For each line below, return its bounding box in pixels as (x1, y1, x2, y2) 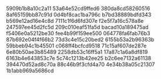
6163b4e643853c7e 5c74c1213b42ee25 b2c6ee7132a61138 (6, 55, 152, 61)
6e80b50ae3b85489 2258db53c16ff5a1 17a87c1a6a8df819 (6, 49, 148, 55)
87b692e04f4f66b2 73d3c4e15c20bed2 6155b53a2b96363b (6, 36, 155, 43)
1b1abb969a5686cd (6, 67, 54, 74)
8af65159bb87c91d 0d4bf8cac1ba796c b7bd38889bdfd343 (6, 11, 152, 18)
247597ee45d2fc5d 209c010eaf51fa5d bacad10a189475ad (6, 23, 149, 30)
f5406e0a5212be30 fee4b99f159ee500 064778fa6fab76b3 (6, 30, 150, 37)
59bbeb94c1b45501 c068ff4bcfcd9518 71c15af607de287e (6, 42, 147, 49)
